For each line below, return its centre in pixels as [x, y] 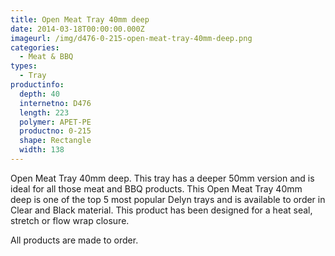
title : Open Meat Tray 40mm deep [80, 19]
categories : [35, 47]
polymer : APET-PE [55, 122]
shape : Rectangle [55, 141]
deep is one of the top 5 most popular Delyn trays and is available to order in [168, 199]
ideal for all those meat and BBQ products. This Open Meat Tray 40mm [156, 188]
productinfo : [37, 85]
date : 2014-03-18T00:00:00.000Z [77, 29]
